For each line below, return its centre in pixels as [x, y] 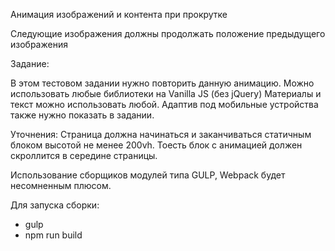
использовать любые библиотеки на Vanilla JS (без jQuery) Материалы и [166, 93]
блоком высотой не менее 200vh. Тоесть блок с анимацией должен [156, 145]
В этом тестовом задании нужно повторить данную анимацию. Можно [162, 83]
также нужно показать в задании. [82, 115]
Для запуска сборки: [55, 205]
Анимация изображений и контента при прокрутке [119, 14]
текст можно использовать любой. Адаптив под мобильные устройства [164, 104]
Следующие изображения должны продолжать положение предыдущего [168, 33]
